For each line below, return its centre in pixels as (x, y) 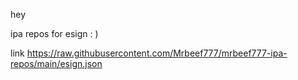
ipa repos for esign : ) (54, 33)
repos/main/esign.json (56, 63)
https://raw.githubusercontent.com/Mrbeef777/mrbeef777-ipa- (157, 53)
